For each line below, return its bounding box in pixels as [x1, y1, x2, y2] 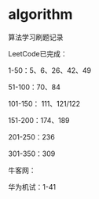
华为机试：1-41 [8, 182, 57, 191]
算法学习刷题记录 [8, 32, 64, 42]
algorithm [8, 5, 73, 24]
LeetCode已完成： [8, 49, 68, 58]
